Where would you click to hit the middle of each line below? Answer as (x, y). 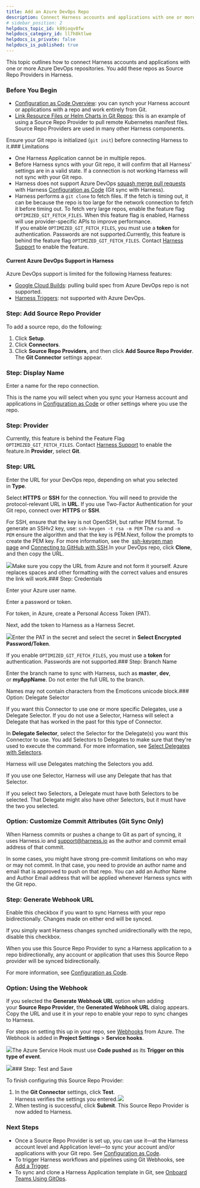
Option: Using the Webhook (47, 988)
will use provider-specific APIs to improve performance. (83, 222)
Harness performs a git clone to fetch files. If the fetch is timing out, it (101, 196)
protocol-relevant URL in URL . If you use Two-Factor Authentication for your (99, 504)
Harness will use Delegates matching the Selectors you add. (80, 764)
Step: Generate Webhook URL (50, 900)
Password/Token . (28, 643)
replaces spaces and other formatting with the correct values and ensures (97, 572)
